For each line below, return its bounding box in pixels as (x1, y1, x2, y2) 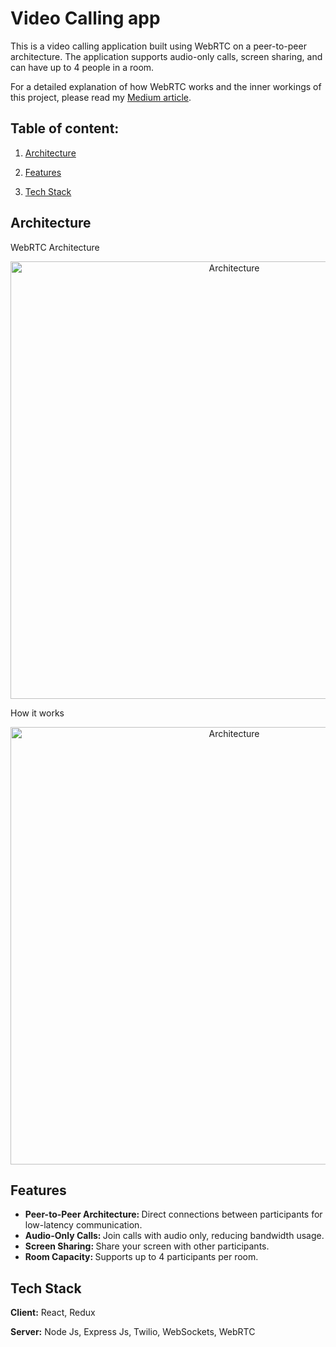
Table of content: (10, 120, 120, 137)
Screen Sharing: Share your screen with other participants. (24, 1240, 270, 1252)
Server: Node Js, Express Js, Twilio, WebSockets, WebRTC (10, 1326, 256, 1338)
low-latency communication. (24, 1219, 143, 1231)
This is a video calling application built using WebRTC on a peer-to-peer (10, 40, 307, 52)
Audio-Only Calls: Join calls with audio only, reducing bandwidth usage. (24, 1230, 325, 1242)
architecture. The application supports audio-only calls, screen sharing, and (10, 50, 323, 62)
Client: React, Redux (10, 1307, 96, 1319)
